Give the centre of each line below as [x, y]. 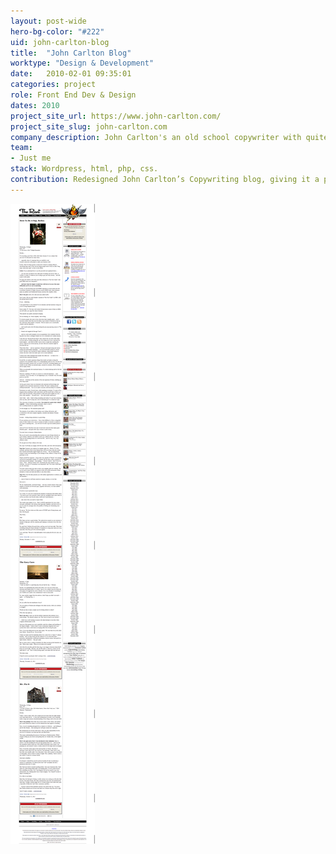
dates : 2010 [35, 105]
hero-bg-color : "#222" [57, 31]
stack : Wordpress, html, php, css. [84, 169]
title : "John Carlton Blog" [71, 53]
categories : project [53, 85]
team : [21, 148]
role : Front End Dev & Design [73, 95]
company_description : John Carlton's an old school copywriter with [156, 137]
